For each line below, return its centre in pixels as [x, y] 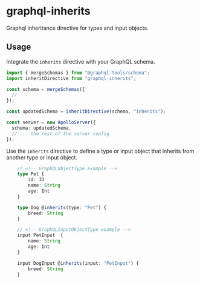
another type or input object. [42, 157]
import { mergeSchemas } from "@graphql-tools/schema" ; [78, 73]
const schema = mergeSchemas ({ [46, 89]
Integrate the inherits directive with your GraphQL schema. [81, 61]
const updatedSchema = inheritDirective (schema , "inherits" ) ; [86, 112]
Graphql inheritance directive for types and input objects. [78, 28]
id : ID [36, 180]
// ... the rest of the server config [61, 134]
